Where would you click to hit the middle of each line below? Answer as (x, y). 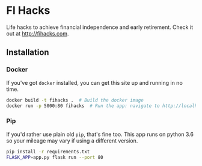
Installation (28, 53)
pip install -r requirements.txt (48, 152)
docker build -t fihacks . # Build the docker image (75, 100)
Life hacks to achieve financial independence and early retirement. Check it (100, 27)
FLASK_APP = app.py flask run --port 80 (55, 157)
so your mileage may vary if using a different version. (72, 140)
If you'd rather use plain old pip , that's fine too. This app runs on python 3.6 (100, 134)
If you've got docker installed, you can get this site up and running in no (95, 82)
